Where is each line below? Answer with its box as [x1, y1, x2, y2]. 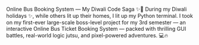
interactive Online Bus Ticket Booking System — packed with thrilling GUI [6, 25, 186, 32]
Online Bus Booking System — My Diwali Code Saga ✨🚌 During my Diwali [6, 6, 187, 12]
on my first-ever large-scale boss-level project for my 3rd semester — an [6, 19, 186, 26]
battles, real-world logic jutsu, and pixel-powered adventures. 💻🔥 [6, 32, 169, 38]
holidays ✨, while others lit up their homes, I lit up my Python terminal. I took [6, 12, 194, 19]
